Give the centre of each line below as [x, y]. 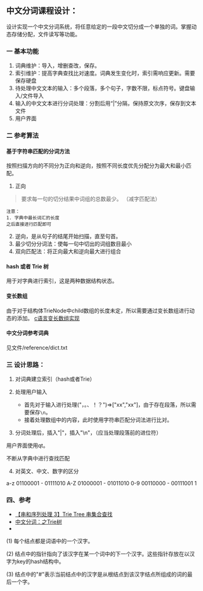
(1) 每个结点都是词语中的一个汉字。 [50, 541]
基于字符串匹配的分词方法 [38, 151]
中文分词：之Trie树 [38, 522]
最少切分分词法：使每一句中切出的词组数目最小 [73, 244]
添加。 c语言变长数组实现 [48, 318]
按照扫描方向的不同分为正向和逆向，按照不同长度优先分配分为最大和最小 [96, 166]
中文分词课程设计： [42, 11]
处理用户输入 [31, 392]
